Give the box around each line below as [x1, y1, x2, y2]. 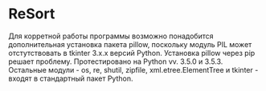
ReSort [8, 5, 55, 23]
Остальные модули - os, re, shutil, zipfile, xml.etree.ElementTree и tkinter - [8, 65, 259, 74]
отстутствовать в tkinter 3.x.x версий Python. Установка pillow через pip [8, 48, 256, 57]
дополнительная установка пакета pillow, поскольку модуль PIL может [8, 39, 252, 49]
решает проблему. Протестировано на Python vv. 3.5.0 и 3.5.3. [8, 57, 223, 66]
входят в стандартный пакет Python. [8, 73, 133, 83]
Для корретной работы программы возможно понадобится [8, 31, 214, 41]
